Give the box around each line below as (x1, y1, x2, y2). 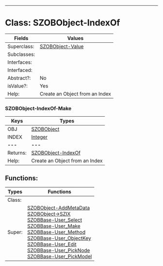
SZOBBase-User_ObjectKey (27, 235, 91, 242)
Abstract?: (7, 74, 31, 81)
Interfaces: (7, 59, 33, 66)
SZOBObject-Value (39, 43, 84, 50)
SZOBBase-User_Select (27, 217, 82, 224)
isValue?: (7, 82, 28, 89)
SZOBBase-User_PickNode (27, 247, 90, 254)
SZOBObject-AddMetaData (27, 205, 90, 212)
